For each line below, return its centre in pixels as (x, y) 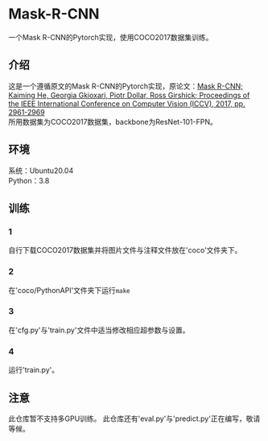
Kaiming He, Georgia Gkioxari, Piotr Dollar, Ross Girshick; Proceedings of (129, 95)
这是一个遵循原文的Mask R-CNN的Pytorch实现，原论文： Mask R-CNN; (126, 86)
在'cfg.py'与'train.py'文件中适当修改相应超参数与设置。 (99, 330)
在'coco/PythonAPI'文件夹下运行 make (69, 290)
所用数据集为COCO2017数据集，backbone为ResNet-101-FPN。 (113, 122)
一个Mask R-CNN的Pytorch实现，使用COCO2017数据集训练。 (111, 37)
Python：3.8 (29, 180)
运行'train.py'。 (33, 370)
